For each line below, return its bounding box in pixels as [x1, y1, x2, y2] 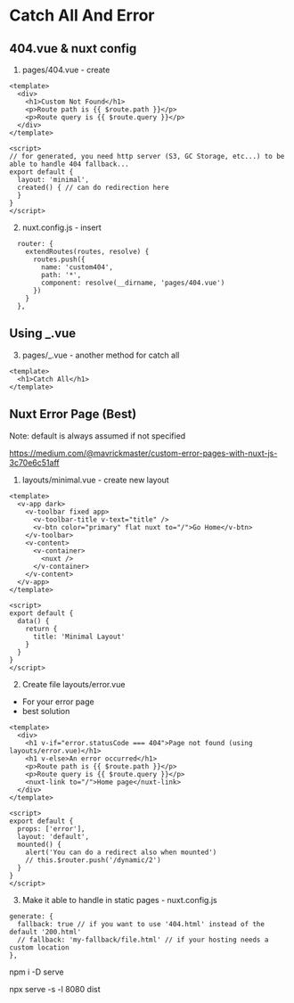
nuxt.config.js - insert [21, 222, 102, 233]
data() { [17, 616, 50, 625]
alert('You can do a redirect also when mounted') [25, 848, 217, 857]
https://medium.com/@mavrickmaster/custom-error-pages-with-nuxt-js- [9, 448, 278, 458]
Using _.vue [9, 326, 77, 341]
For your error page [21, 696, 95, 707]
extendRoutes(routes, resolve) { [25, 247, 150, 256]
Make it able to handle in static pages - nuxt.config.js [21, 894, 217, 905]
